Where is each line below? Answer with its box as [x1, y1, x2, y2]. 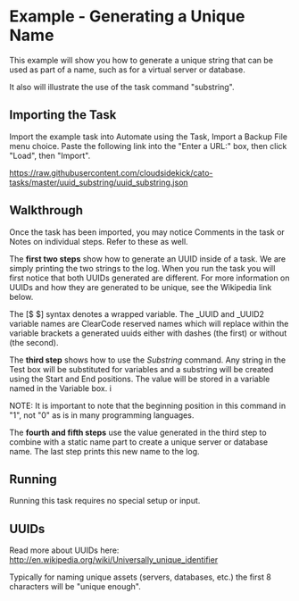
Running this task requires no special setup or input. [9, 496, 201, 506]
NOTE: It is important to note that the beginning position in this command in [9, 400, 287, 411]
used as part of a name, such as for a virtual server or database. [9, 64, 245, 75]
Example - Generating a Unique [9, 6, 245, 27]
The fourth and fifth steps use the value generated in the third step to [9, 427, 267, 438]
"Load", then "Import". [9, 150, 91, 161]
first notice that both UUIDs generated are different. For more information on [9, 272, 290, 283]
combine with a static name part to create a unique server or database [9, 436, 269, 447]
